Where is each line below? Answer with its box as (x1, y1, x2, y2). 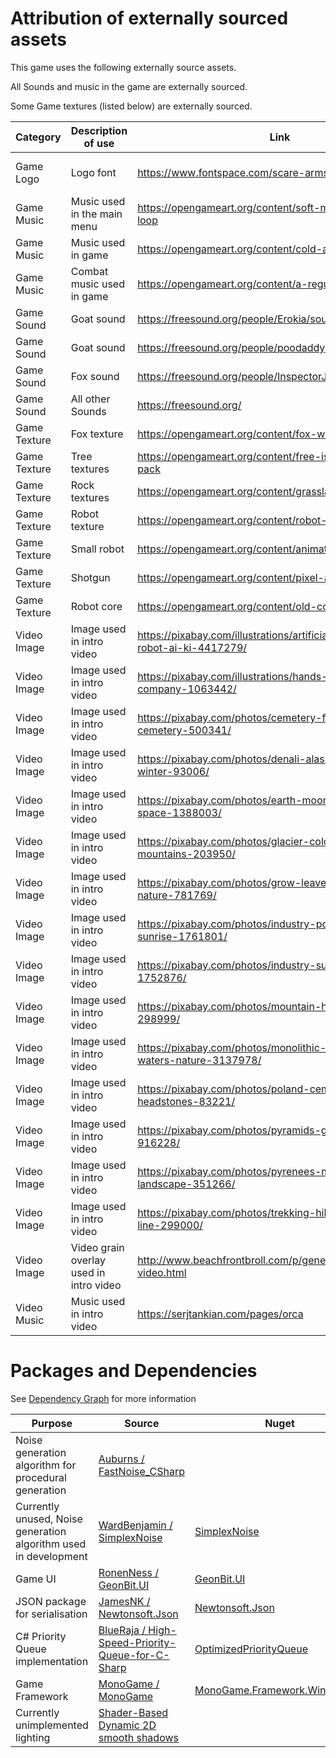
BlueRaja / (98, 1623, 147, 1637)
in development (15, 1549, 88, 1563)
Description (70, 123, 128, 137)
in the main (70, 207, 123, 221)
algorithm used (15, 1537, 87, 1551)
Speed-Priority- (98, 1635, 177, 1649)
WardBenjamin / (98, 1518, 173, 1532)
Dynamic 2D (98, 1718, 157, 1732)
